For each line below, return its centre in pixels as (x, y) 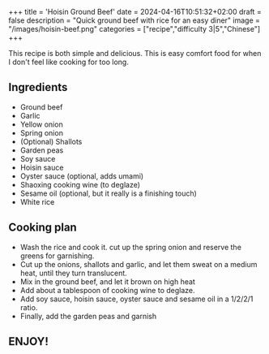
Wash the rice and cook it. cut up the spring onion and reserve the (130, 247)
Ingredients (38, 87)
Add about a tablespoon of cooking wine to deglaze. (108, 290)
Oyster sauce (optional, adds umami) (82, 176)
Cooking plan (43, 228)
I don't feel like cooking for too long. (69, 62)
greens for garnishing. (57, 256)
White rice (37, 201)
